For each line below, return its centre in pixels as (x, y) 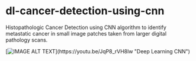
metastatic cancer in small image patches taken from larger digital (86, 33)
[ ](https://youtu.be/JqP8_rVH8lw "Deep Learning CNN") (98, 51)
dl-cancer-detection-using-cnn (85, 11)
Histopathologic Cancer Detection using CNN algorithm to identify (86, 27)
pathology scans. (27, 40)
